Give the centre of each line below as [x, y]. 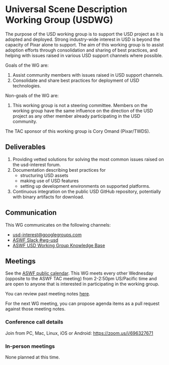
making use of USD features [49, 181]
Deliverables [25, 147]
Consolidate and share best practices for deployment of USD [76, 80]
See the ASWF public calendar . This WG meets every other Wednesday [79, 273]
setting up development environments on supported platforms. [85, 186]
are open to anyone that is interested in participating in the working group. [82, 284]
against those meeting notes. [35, 309]
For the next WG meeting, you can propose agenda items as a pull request [82, 303]
